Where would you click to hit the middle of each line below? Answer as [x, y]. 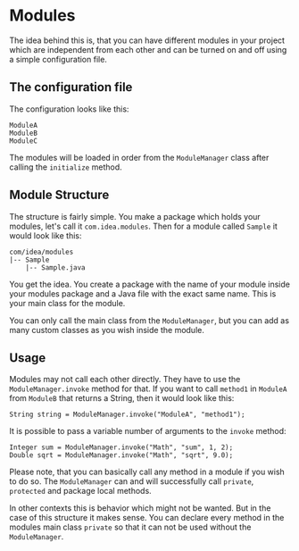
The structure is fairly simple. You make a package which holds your [135, 216]
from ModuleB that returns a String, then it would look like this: [122, 398]
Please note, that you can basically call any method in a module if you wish [147, 472]
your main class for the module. [67, 303]
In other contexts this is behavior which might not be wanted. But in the [140, 508]
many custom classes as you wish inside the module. [107, 330]
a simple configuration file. [58, 59]
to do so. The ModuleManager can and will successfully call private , [132, 481]
